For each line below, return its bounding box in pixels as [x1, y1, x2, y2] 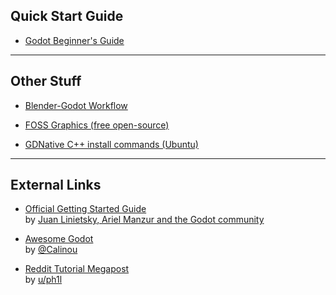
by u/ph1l [24, 274, 63, 286]
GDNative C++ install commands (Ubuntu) [24, 138, 199, 150]
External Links [10, 177, 102, 194]
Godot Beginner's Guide [24, 34, 125, 46]
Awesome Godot [24, 233, 94, 245]
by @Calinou [24, 244, 78, 256]
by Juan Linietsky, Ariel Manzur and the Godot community [24, 214, 265, 226]
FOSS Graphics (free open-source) [24, 119, 170, 131]
